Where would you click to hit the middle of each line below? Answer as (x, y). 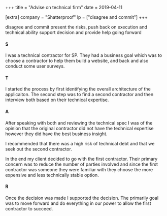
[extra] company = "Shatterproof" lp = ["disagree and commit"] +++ (77, 17)
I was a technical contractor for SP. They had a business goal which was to (84, 55)
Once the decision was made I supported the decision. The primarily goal (82, 198)
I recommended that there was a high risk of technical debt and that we (80, 143)
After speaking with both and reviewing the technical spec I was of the (79, 123)
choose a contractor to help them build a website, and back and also (77, 61)
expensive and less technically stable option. (52, 175)
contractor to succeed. (29, 208)
